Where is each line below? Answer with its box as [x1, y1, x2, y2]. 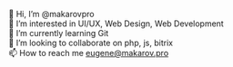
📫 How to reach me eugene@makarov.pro [8, 48, 169, 58]
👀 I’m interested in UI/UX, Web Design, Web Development [8, 18, 224, 29]
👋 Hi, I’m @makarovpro [8, 9, 95, 19]
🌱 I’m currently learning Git [8, 28, 109, 38]
